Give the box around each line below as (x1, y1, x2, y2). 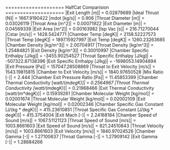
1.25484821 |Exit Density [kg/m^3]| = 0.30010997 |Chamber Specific (5, 48, 149, 53)
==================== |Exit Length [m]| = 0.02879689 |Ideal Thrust (5, 10, 159, 16)
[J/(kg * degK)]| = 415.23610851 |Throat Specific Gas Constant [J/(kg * (5, 106, 153, 113)
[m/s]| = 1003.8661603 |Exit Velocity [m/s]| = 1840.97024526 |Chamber (5, 128, 156, 134)
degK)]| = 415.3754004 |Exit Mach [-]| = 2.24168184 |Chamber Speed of (5, 112, 157, 118)
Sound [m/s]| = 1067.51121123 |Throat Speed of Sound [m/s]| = (5, 118, 137, 123)
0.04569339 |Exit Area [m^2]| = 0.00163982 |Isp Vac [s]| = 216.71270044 (5, 26, 159, 32)
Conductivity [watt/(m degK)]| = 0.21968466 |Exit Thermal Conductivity (5, 85, 154, 91)
